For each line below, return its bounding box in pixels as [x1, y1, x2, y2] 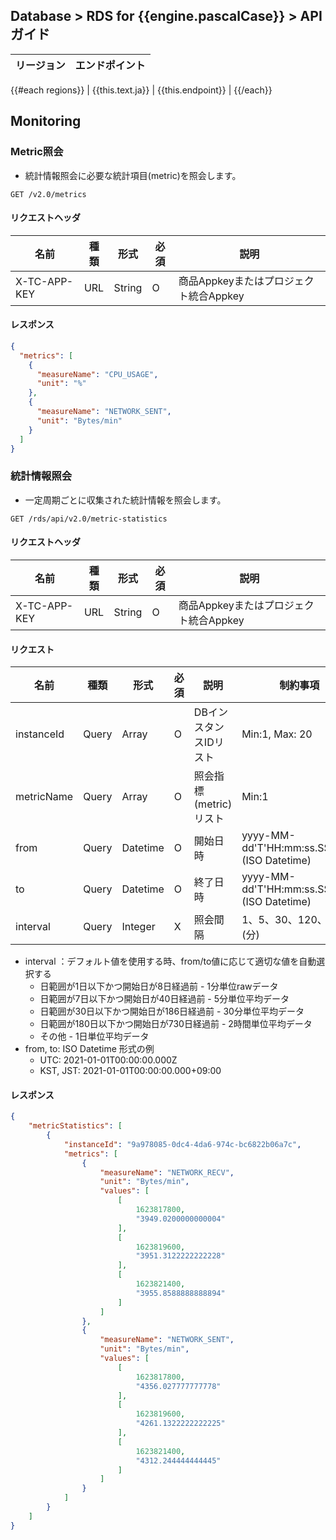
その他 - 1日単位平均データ [39, 1030, 150, 1043]
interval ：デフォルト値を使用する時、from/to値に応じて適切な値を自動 [24, 955, 317, 968]
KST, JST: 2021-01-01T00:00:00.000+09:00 [39, 1065, 222, 1077]
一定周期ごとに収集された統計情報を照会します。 [24, 494, 227, 506]
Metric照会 [10, 145, 64, 159]
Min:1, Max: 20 [241, 727, 313, 741]
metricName [15, 790, 74, 804]
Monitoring [10, 113, 82, 130]
